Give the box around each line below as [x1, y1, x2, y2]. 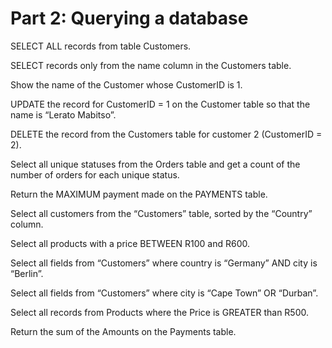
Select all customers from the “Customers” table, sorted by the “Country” [10, 207, 313, 219]
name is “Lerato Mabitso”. [10, 108, 117, 121]
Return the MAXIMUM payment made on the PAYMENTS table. [10, 188, 268, 200]
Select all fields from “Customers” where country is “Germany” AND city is [10, 257, 318, 269]
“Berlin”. [10, 267, 44, 279]
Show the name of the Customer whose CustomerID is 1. [10, 78, 243, 91]
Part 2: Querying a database [10, 7, 249, 30]
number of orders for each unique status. [10, 168, 180, 181]
